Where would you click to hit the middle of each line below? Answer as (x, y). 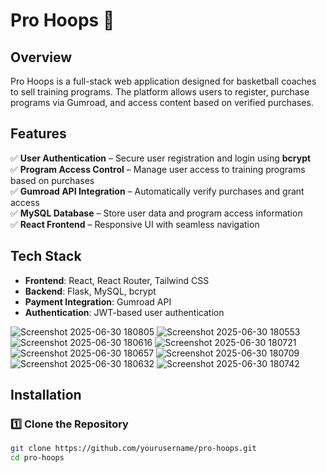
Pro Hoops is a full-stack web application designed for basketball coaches (163, 81)
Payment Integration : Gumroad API (98, 301)
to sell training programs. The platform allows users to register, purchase (160, 92)
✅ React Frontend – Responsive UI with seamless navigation (135, 224)
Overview (41, 57)
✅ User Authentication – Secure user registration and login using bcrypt (161, 158)
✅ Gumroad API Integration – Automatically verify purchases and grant (157, 191)
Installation (46, 395)
